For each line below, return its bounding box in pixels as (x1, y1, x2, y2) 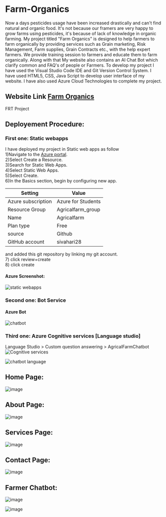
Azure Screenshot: (5, 273, 45, 279)
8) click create (5, 262, 35, 268)
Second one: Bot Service (5, 297, 66, 304)
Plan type (7, 222, 30, 229)
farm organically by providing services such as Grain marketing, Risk (5, 41, 146, 47)
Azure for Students (57, 198, 101, 205)
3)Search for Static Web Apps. (5, 162, 68, 168)
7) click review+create (5, 257, 51, 262)
